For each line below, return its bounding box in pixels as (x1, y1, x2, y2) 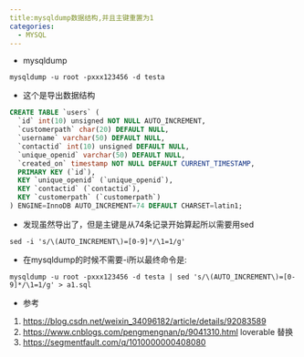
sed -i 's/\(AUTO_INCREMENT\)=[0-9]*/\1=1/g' (9, 237, 185, 246)
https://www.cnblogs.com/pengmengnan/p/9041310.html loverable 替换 (22, 326, 294, 337)
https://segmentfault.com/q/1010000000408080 (22, 336, 206, 347)
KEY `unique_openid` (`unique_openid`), (17, 176, 173, 185)
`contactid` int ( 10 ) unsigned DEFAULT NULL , (17, 142, 190, 151)
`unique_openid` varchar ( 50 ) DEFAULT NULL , (17, 150, 185, 159)
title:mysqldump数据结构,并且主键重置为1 (9, 13, 154, 23)
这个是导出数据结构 (22, 90, 96, 101)
